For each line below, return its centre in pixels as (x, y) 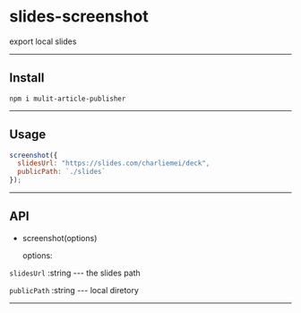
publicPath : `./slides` (61, 172)
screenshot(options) (60, 238)
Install (27, 78)
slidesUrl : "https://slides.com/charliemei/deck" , (114, 163)
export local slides (43, 41)
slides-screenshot (79, 17)
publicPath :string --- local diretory (74, 290)
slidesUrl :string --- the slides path (75, 273)
